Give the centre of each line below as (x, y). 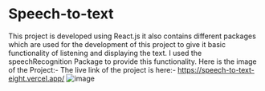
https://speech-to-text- (216, 69)
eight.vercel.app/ (37, 78)
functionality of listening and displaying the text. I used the (105, 53)
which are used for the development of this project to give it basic (117, 44)
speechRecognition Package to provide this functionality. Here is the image (132, 61)
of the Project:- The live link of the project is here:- (92, 69)
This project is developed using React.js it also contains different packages (132, 36)
